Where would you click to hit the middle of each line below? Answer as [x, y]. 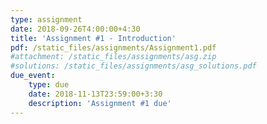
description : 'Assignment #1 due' [100, 103]
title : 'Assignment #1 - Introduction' [93, 38]
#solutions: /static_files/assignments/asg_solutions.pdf [133, 66]
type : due [49, 85]
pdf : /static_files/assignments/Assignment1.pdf [113, 47]
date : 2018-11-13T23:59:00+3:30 [95, 94]
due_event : [33, 76]
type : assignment [46, 19]
